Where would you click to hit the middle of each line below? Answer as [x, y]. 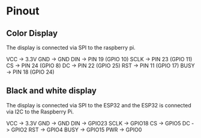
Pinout [23, 11]
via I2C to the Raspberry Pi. [40, 112]
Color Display [32, 33]
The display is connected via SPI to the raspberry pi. [71, 47]
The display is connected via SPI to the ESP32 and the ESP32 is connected [99, 105]
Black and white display [52, 91]
